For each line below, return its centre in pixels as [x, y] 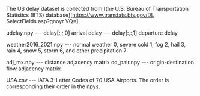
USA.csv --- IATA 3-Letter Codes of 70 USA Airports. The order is [88, 80]
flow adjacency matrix [34, 69]
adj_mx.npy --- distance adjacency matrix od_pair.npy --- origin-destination [100, 62]
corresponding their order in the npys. [53, 86]
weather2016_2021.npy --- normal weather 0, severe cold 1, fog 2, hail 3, [96, 44]
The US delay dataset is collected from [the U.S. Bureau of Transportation [98, 9]
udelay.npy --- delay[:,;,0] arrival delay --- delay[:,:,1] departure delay [92, 33]
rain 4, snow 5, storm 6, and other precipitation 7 [66, 51]
